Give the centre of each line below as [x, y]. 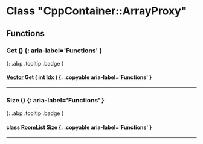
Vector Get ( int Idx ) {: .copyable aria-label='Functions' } [79, 77]
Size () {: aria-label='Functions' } [55, 100]
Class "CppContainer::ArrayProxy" [97, 11]
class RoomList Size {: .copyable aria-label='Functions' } [79, 127]
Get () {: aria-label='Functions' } [54, 51]
